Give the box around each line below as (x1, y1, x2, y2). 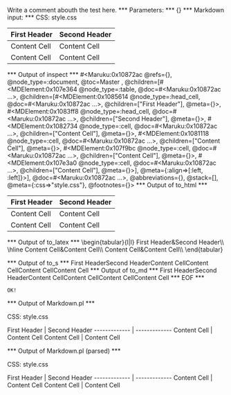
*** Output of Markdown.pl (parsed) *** (7, 346, 121, 355)
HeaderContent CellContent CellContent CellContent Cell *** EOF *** (7, 274, 205, 281)
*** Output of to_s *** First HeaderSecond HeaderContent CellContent (7, 259, 209, 267)
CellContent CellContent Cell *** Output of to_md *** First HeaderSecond (7, 266, 217, 274)
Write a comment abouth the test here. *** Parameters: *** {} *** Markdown (7, 6, 225, 14)
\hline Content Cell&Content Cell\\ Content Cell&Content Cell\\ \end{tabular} (7, 245, 223, 254)
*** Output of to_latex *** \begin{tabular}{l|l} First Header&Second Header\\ (7, 238, 225, 246)
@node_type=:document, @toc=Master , (7, 78, 123, 86)
